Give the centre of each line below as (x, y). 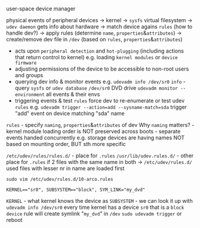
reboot (14, 220)
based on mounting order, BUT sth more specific (66, 144)
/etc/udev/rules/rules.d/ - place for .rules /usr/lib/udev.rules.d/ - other (100, 156)
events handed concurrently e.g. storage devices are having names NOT (96, 138)
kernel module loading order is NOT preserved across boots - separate (93, 131)
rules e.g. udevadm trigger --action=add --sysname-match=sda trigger (101, 107)
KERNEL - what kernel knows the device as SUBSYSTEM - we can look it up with (99, 201)
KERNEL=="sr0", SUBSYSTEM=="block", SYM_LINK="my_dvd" (76, 190)
